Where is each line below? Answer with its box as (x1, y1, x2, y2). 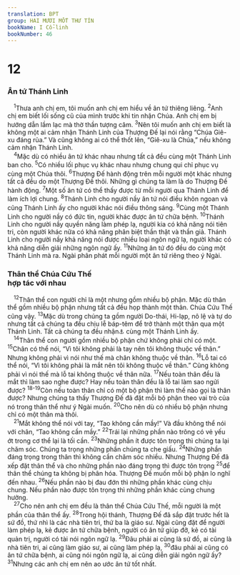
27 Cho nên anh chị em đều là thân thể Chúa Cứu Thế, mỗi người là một (14, 501, 221, 511)
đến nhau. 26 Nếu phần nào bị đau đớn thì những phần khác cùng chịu (7, 476, 212, 486)
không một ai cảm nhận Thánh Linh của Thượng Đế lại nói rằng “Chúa (7, 128, 213, 136)
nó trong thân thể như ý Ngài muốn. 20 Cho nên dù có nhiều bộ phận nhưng (7, 401, 229, 411)
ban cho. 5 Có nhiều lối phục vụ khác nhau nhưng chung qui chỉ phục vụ (7, 159, 219, 169)
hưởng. (7, 493, 29, 501)
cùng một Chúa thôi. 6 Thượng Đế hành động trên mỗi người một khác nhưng (7, 169, 232, 179)
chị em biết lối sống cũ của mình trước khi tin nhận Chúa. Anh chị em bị (7, 111, 216, 120)
